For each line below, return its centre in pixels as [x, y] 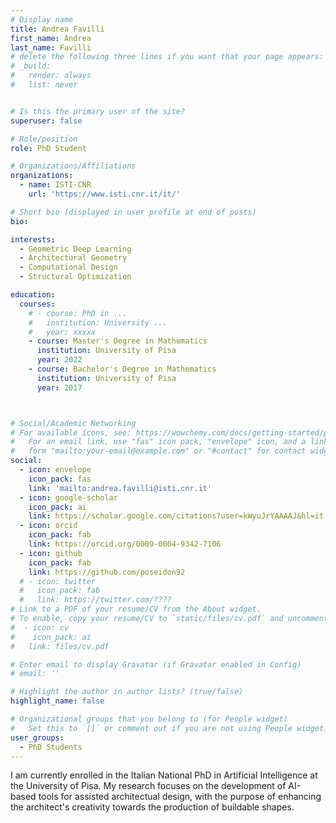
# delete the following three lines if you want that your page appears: [167, 57]
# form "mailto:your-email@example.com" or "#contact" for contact [158, 451]
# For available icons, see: [71, 432]
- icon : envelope [55, 470]
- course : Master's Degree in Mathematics [118, 341]
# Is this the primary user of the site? [98, 111]
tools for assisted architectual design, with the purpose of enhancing [180, 797]
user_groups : [37, 737]
